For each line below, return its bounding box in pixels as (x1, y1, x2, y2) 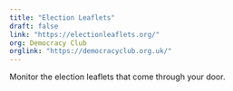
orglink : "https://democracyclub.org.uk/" (9, 47, 172, 56)
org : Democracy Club (9, 38, 88, 48)
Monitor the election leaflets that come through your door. (9, 71, 226, 82)
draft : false (9, 22, 59, 31)
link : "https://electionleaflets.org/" (9, 30, 160, 39)
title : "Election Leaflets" (9, 13, 116, 23)
